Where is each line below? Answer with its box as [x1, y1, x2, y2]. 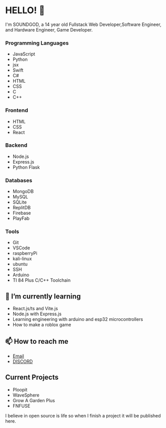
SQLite [12, 199, 27, 205]
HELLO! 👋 [5, 5, 45, 16]
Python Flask [12, 164, 40, 170]
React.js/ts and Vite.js [12, 306, 58, 312]
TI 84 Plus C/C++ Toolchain [12, 277, 71, 283]
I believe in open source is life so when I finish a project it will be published [5, 412, 161, 418]
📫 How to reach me [5, 337, 69, 346]
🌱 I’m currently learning [5, 292, 81, 301]
